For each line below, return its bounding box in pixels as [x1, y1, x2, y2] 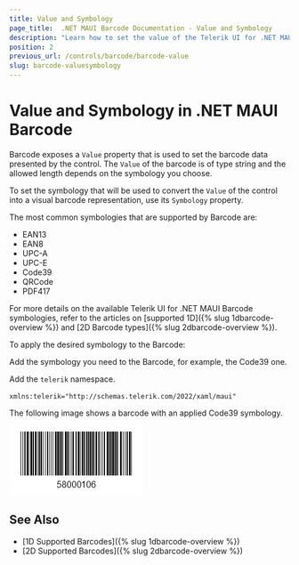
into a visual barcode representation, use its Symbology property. [9, 194, 244, 205]
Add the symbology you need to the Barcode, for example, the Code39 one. [9, 356, 287, 367]
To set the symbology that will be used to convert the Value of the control [9, 185, 279, 196]
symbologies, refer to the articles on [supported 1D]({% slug [9, 312, 230, 323]
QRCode [21, 276, 53, 287]
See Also [9, 513, 60, 528]
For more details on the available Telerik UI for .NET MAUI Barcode [9, 303, 254, 313]
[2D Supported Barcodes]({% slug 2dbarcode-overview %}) [21, 545, 243, 556]
